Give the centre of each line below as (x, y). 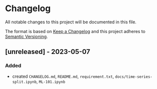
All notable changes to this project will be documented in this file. (71, 22)
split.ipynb (24, 82)
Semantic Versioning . (26, 36)
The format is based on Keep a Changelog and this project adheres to (75, 31)
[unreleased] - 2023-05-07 (48, 52)
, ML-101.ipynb (51, 81)
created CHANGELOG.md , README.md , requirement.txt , (63, 76)
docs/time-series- (134, 77)
